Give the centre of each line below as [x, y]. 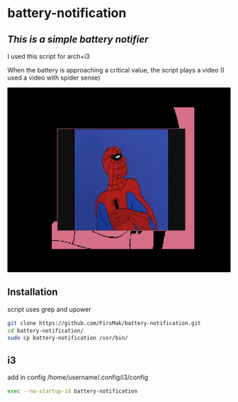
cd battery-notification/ [45, 331]
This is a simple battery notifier [78, 39]
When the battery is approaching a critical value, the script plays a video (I [116, 70]
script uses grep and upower [49, 309]
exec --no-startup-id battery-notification [73, 391]
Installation [33, 292]
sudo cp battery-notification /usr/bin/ [68, 338]
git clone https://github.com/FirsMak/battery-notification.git [104, 323]
